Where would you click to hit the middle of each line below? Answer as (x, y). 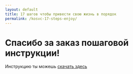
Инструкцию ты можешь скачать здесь (46, 67)
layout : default (21, 9)
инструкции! (32, 53)
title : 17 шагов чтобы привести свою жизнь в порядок (61, 14)
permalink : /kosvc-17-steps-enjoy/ (41, 18)
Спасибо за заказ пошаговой (67, 43)
